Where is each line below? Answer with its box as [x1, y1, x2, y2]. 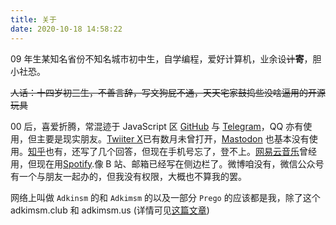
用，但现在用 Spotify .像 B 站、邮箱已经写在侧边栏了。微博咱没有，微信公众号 [10, 157, 325, 170]
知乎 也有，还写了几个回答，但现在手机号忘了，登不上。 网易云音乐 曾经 [28, 145, 317, 157]
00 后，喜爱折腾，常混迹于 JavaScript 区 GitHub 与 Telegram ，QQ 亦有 [10, 120, 304, 132]
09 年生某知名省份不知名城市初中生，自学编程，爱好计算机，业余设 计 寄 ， [10, 52, 313, 65]
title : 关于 [10, 14, 57, 25]
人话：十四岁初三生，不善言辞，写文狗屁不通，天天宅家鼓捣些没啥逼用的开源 [10, 86, 326, 98]
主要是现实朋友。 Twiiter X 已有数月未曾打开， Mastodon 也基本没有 [36, 132, 310, 145]
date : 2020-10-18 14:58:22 [10, 24, 123, 34]
